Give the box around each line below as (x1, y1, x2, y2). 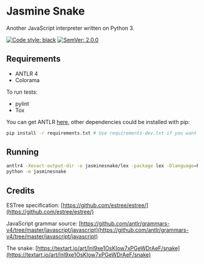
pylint (15, 100, 29, 107)
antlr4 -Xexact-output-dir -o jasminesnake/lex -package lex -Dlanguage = (6, 163, 197, 169)
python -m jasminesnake (6, 168, 67, 175)
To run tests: (6, 88, 38, 96)
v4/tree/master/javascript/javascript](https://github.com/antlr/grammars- (6, 226, 189, 234)
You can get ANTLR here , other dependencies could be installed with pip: (6, 118, 190, 125)
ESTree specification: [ (6, 202, 63, 209)
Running (6, 147, 39, 158)
